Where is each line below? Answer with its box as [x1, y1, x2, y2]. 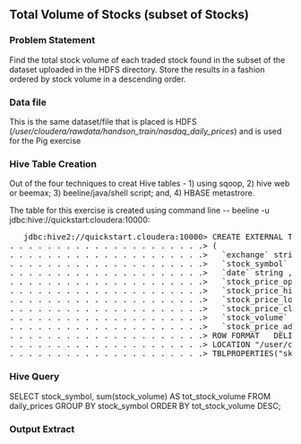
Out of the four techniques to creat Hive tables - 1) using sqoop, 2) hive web [9, 178, 290, 189]
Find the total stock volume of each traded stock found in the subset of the [9, 54, 286, 65]
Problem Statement [9, 34, 96, 47]
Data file [9, 96, 47, 109]
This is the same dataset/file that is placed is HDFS [9, 116, 197, 126]
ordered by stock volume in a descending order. [9, 74, 186, 84]
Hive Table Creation [9, 157, 97, 170]
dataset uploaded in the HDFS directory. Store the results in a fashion [9, 64, 265, 74]
